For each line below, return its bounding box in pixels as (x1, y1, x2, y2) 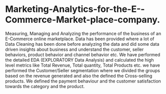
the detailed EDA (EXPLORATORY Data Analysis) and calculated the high (5, 57, 154, 63)
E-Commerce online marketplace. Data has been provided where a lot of (5, 36, 154, 42)
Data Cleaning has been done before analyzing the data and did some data (5, 41, 159, 47)
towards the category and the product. (5, 83, 85, 89)
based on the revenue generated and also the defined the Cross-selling (5, 73, 152, 79)
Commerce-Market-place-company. (5, 14, 160, 25)
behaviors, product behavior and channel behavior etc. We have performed (5, 51, 160, 58)
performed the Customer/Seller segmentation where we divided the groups (5, 67, 160, 73)
